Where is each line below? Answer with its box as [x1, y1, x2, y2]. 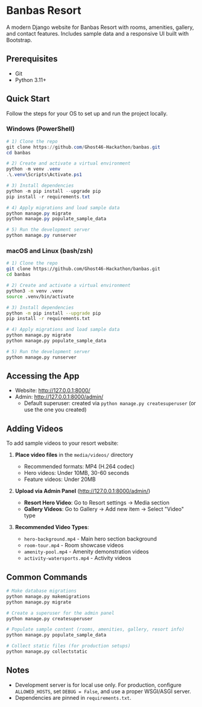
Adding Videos [6, 423, 63, 434]
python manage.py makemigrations [6, 593, 90, 600]
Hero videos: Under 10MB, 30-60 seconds [24, 470, 130, 477]
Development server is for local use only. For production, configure [14, 681, 182, 688]
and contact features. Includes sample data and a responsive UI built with [6, 30, 189, 37]
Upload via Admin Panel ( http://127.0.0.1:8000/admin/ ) [14, 488, 151, 495]
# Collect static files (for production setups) [6, 643, 131, 649]
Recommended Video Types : [14, 524, 89, 531]
